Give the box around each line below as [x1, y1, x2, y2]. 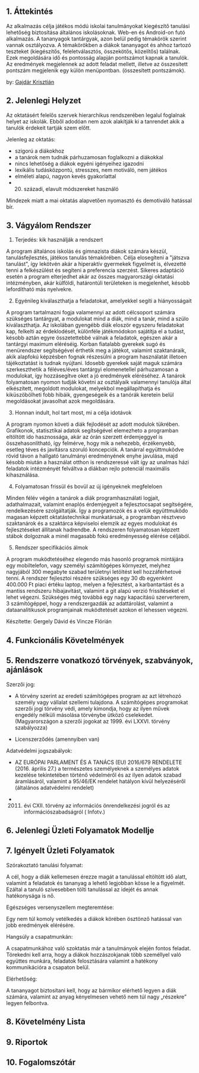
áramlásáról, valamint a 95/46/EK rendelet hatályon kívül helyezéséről [14, 777, 186, 785]
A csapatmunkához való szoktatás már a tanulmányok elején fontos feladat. [6, 944, 191, 952]
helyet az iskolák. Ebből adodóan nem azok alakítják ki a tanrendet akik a [6, 117, 184, 125]
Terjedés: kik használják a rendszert [14, 236, 103, 243]
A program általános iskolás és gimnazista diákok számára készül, [6, 248, 168, 255]
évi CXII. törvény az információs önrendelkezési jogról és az [23, 802, 170, 809]
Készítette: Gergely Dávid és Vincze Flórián [6, 618, 112, 625]
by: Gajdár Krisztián [6, 78, 55, 85]
